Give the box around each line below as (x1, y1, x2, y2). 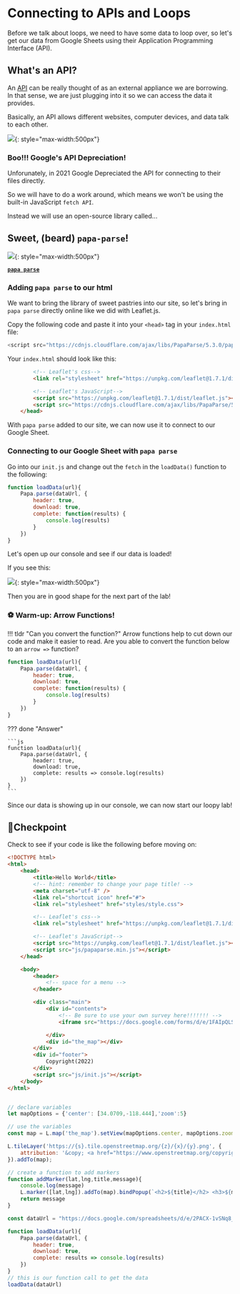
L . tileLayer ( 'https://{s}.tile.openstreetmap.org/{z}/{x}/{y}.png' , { (7, 1143, 222, 1150)
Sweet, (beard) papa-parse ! (7, 232, 129, 244)
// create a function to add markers (7, 1169, 120, 1176)
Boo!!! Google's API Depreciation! (7, 152, 126, 162)
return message (20, 1195, 66, 1203)
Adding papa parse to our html (7, 282, 113, 292)
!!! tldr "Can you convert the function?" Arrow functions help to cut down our (7, 629, 233, 638)
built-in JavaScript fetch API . (7, 198, 94, 206)
